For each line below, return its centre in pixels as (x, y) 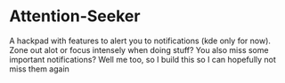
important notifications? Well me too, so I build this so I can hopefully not (142, 59)
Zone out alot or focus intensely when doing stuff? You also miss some (139, 49)
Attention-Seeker (75, 16)
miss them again (39, 69)
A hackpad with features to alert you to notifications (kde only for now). (140, 41)
